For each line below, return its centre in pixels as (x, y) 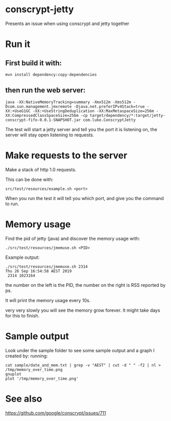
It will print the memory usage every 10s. (48, 300)
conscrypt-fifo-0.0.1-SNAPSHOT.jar (43, 120)
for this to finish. (22, 315)
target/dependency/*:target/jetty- (128, 115)
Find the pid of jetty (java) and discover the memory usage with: (73, 238)
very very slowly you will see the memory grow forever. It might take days (83, 310)
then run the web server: (45, 90)
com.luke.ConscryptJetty (109, 120)
